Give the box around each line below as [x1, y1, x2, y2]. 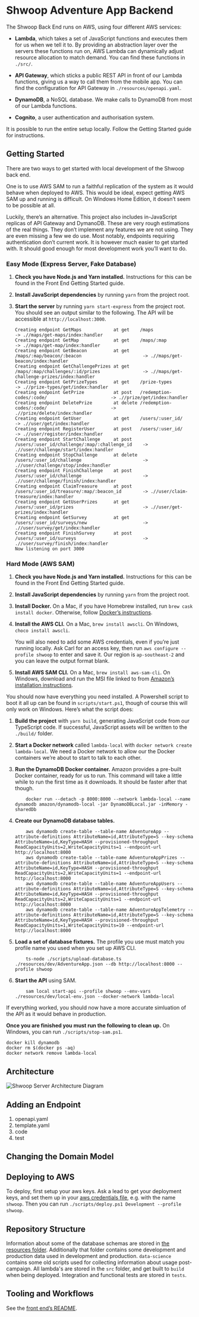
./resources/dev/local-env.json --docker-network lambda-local [14, 993, 175, 1000]
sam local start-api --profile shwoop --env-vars [26, 989, 151, 995]
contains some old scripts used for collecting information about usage [6, 1259, 178, 1266]
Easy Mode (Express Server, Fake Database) [6, 260, 137, 268]
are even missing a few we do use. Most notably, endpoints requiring [6, 232, 175, 239]
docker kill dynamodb [6, 1040, 60, 1046]
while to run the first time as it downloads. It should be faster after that [14, 778, 187, 785]
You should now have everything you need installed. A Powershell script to [6, 693, 189, 700]
